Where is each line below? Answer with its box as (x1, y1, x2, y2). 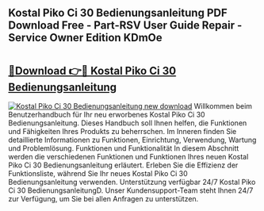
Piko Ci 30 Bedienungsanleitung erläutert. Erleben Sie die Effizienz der (8, 160, 239, 170)
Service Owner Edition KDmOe (8, 31, 163, 44)
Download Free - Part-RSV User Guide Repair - (8, 19, 243, 33)
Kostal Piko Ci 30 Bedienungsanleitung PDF (8, 6, 228, 20)
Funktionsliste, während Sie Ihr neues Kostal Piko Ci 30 (8, 169, 188, 178)
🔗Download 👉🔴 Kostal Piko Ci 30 (8, 63, 177, 78)
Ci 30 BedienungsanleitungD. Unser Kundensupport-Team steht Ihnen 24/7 (8, 186, 254, 195)
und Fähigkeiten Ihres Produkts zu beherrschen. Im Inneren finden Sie (8, 127, 237, 136)
